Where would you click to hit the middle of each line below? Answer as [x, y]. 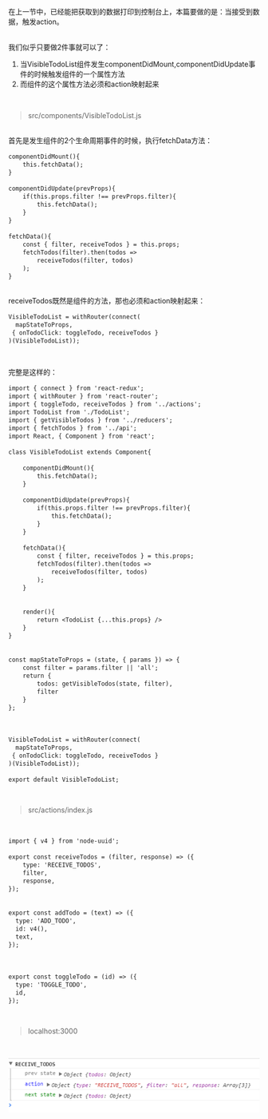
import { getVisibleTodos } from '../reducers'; [91, 420]
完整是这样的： [33, 372]
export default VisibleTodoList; [64, 780]
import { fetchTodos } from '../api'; [73, 428]
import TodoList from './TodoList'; [69, 412]
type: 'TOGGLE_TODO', [51, 985]
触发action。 [43, 22]
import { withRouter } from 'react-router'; [83, 396]
